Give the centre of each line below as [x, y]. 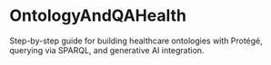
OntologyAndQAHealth [98, 16]
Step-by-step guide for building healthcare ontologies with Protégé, [136, 41]
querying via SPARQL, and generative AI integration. [107, 50]
